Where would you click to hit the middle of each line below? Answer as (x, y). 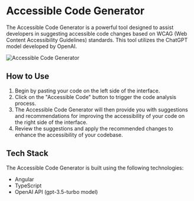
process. (25, 103)
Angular (24, 179)
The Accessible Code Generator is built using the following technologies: (95, 168)
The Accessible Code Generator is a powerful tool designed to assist (90, 27)
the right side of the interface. (51, 122)
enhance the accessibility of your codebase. (69, 135)
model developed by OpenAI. (42, 46)
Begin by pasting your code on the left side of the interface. (87, 91)
